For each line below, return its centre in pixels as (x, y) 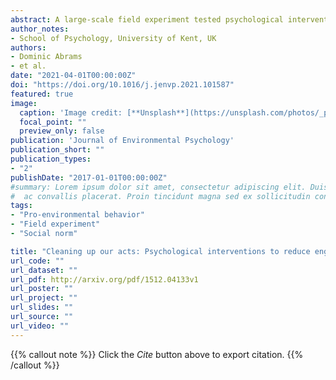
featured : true (42, 94)
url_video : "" (40, 326)
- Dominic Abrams (46, 57)
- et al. (28, 66)
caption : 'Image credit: (71, 112)
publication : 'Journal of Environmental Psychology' (122, 141)
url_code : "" (37, 261)
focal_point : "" (53, 122)
